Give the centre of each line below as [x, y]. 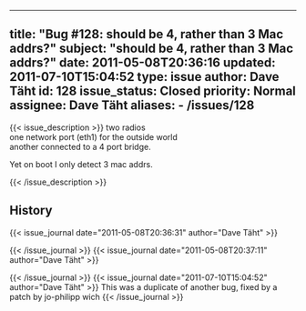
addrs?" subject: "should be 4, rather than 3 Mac [152, 49]
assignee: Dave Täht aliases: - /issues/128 [132, 105]
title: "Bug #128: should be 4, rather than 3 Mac [147, 34]
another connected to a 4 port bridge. [81, 146]
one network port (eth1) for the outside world [93, 136]
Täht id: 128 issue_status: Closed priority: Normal [153, 91]
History [31, 211]
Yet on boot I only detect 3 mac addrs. [81, 164]
